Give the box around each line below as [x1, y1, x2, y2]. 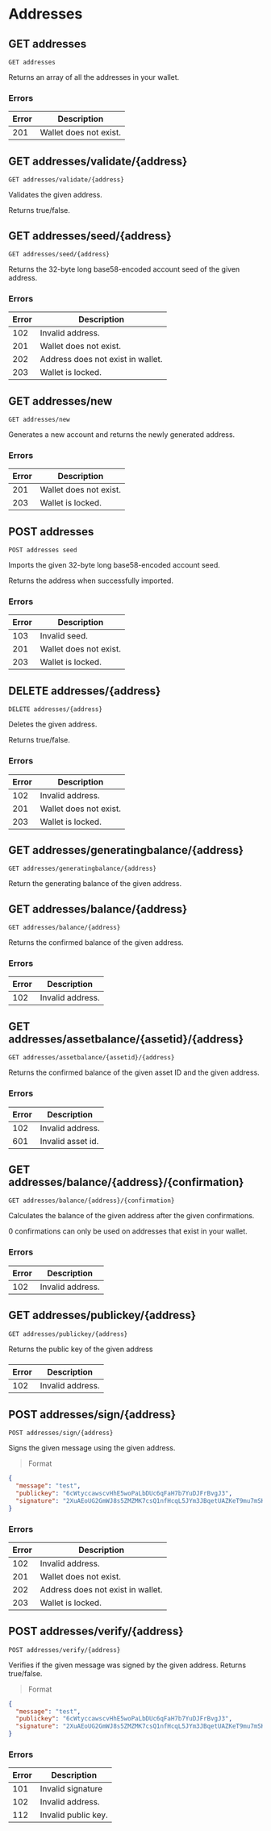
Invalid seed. [40, 630, 89, 642]
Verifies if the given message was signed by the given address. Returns [8, 1660, 247, 1670]
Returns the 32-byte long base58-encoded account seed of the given [8, 264, 240, 274]
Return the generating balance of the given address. [8, 879, 182, 888]
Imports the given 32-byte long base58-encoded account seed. [8, 560, 220, 570]
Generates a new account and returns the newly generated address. [8, 430, 236, 439]
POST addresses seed [8, 546, 78, 555]
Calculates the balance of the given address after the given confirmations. [8, 1211, 255, 1221]
